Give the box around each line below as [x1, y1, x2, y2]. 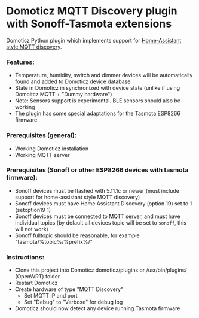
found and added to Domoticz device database [14, 78, 131, 85]
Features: [6, 58, 35, 66]
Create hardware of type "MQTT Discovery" [14, 286, 124, 293]
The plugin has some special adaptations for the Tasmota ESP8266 [14, 110, 180, 117]
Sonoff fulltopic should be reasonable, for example [14, 232, 140, 239]
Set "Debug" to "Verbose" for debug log [23, 298, 123, 306]
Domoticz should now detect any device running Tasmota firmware [14, 305, 180, 312]
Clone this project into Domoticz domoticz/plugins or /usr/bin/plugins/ [14, 266, 187, 274]
